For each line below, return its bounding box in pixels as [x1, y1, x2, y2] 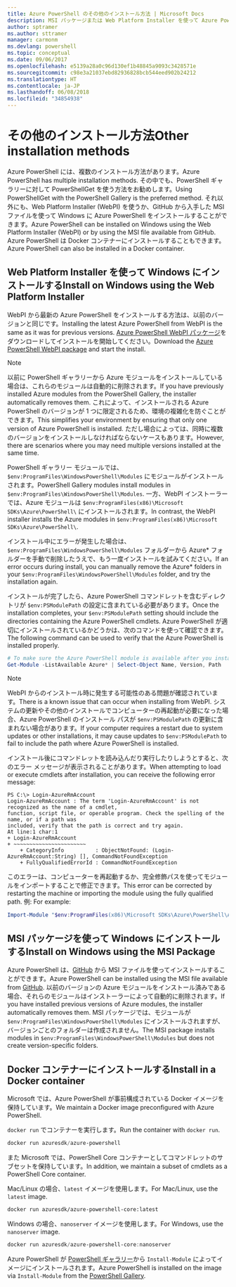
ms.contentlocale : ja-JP [7, 82, 80, 89]
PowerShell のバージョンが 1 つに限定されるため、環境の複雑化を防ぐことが [7, 406, 226, 415]
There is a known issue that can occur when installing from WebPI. [18, 697, 212, 705]
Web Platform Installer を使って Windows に [7, 267, 202, 278]
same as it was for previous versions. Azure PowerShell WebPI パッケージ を [7, 328, 227, 336]
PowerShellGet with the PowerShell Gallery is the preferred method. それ [7, 193, 218, 202]
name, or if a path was [7, 816, 77, 823]
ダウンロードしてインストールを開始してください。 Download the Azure [7, 337, 214, 345]
